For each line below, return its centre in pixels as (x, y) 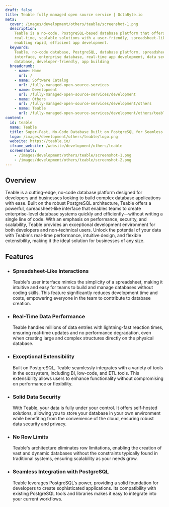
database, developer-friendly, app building (62, 62)
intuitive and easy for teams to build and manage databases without (83, 288)
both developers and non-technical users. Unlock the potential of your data (83, 230)
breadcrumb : (22, 66)
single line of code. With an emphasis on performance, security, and (76, 219)
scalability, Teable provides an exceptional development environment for (80, 224)
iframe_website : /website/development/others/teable (66, 146)
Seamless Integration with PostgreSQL (61, 472)
